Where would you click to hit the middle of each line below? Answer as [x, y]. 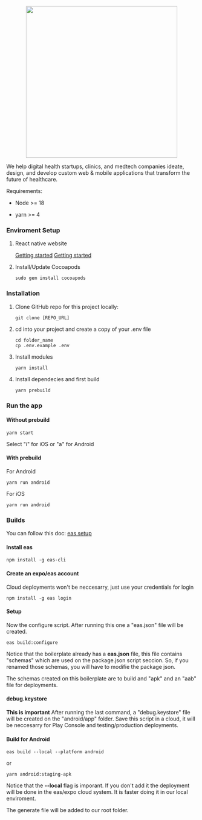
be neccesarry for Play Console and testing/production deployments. [92, 725]
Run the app [24, 405]
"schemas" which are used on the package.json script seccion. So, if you [97, 660]
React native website [41, 243]
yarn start [20, 433]
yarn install [31, 368]
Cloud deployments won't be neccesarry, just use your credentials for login [100, 587]
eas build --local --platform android [55, 752]
